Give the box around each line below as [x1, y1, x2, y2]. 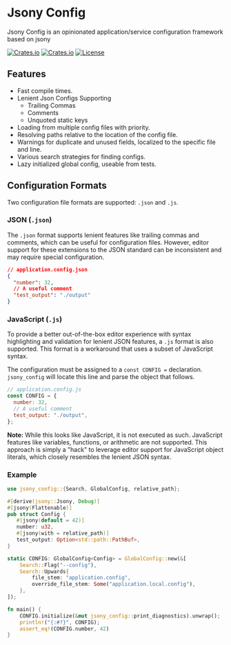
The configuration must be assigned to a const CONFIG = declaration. [7, 365, 203, 373]
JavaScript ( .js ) [7, 315, 63, 325]
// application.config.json [7, 266, 88, 273]
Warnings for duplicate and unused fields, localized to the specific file [17, 138, 216, 146]
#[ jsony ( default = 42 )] [16, 517, 85, 524]
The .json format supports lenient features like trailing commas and [7, 231, 200, 239]
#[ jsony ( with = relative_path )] [16, 530, 110, 537]
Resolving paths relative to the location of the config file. [17, 130, 178, 139]
